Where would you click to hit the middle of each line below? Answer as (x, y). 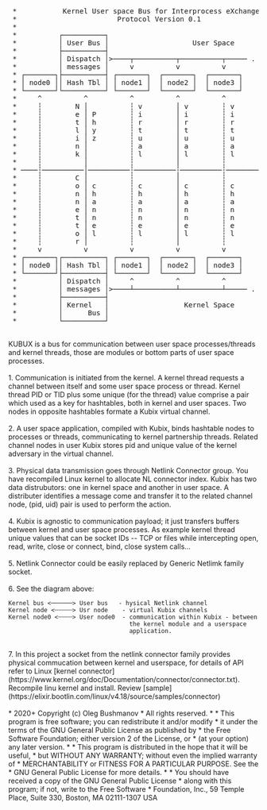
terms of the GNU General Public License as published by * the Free (120, 730)
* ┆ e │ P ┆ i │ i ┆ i (124, 114)
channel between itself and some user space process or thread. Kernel (124, 386)
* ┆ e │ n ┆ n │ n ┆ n (124, 210)
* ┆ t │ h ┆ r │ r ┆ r (124, 122)
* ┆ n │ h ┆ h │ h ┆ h (124, 194)
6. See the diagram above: (51, 588)
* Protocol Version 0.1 (106, 19)
